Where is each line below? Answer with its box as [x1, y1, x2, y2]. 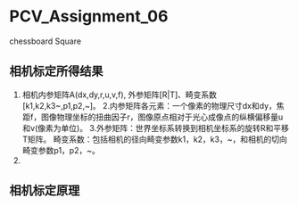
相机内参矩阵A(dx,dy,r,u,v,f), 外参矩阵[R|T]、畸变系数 [21, 89, 217, 100]
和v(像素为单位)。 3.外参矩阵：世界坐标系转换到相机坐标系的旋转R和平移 [21, 122, 290, 133]
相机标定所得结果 [9, 64, 103, 79]
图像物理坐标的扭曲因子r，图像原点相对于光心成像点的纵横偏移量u [40, 111, 284, 122]
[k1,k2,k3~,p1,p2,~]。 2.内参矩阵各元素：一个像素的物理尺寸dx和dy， [21, 100, 277, 111]
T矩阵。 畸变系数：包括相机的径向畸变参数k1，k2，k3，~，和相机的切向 [21, 134, 287, 144]
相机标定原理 [9, 183, 80, 198]
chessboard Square [9, 36, 82, 46]
